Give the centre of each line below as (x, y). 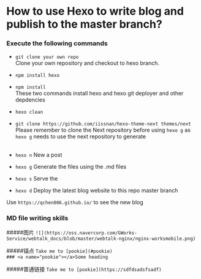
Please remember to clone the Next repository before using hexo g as (103, 130)
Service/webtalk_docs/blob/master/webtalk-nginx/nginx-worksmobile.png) (101, 239)
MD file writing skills (37, 218)
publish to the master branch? (84, 24)
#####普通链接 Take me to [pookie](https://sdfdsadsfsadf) (84, 269)
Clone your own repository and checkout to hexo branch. (87, 63)
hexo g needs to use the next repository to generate (81, 136)
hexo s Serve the (36, 179)
